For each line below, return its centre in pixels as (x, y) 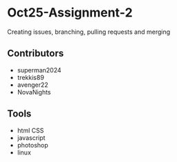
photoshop (32, 145)
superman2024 (39, 70)
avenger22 (32, 85)
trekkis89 (31, 77)
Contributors (36, 53)
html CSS (30, 130)
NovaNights (34, 92)
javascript (31, 138)
